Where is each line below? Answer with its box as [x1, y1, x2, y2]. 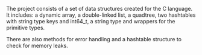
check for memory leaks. [6, 42, 68, 49]
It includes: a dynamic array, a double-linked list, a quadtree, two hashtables [6, 11, 196, 19]
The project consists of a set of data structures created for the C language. [6, 5, 193, 12]
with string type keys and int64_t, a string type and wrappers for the [6, 18, 175, 25]
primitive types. [6, 24, 45, 31]
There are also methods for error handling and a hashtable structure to [6, 36, 182, 42]
